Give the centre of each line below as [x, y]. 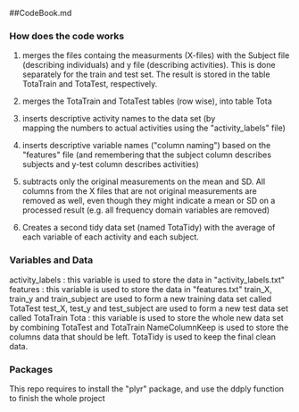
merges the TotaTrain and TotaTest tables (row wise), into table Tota [147, 101]
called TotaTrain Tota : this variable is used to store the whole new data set [146, 317]
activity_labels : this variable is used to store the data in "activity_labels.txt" [147, 280]
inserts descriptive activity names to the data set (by [119, 119]
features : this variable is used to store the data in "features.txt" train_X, [141, 289]
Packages [31, 369]
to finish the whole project [57, 398]
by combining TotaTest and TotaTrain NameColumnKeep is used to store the [149, 327]
